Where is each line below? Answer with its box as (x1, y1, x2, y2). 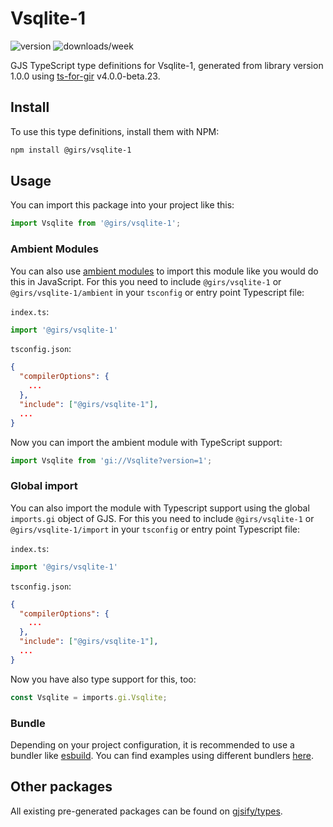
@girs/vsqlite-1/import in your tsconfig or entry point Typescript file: (10, 523, 300, 535)
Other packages (10, 778, 113, 796)
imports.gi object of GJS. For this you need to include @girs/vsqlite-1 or (10, 512, 315, 524)
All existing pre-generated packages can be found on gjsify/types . (10, 805, 283, 817)
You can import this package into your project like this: (10, 199, 235, 211)
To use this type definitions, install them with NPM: (10, 125, 220, 137)
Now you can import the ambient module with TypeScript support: (10, 436, 283, 448)
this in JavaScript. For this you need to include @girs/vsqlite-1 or (10, 275, 282, 287)
